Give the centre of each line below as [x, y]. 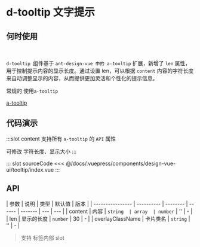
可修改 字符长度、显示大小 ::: [41, 151]
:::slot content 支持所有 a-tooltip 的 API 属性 [61, 139]
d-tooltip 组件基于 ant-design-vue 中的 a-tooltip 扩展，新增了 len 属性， [99, 63]
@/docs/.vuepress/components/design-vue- [121, 163]
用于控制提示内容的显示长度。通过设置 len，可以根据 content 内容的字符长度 [100, 71]
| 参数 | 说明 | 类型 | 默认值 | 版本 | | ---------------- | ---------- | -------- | [97, 203]
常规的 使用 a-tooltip [32, 91]
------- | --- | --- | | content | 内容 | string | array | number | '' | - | [107, 211]
